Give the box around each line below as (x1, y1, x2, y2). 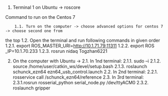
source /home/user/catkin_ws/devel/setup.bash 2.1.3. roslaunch (12, 63, 147, 69)
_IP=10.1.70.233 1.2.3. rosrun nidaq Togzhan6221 (5, 48, 108, 54)
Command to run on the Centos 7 (5, 14, 76, 20)
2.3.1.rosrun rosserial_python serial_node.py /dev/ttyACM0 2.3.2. (12, 80, 149, 85)
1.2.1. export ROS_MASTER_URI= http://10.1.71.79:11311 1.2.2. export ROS (5, 43, 155, 49)
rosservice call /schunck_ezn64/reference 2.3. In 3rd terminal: (12, 74, 144, 80)
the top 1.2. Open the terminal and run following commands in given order (5, 38, 160, 43)
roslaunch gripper (12, 85, 51, 91)
